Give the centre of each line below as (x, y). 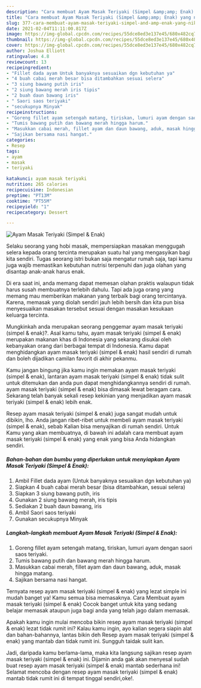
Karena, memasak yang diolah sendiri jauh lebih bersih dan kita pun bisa (95, 302)
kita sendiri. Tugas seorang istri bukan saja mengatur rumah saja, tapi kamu (99, 259)
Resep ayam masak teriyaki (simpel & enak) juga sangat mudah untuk (92, 414)
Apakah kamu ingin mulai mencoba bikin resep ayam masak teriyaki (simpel (99, 622)
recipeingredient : (29, 67)
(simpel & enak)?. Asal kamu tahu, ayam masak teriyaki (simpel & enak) (94, 333)
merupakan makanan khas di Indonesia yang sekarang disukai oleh (89, 340)
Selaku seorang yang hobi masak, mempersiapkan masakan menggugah (96, 246)
